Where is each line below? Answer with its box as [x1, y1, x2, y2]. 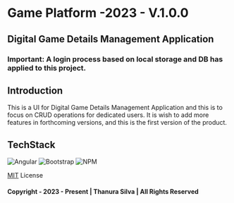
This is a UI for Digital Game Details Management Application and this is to [7, 104, 223, 112]
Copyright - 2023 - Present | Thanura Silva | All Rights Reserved [7, 187, 199, 195]
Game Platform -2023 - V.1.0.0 [7, 5, 189, 21]
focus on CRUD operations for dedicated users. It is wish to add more [7, 111, 209, 119]
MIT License [7, 171, 44, 180]
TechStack [7, 139, 56, 151]
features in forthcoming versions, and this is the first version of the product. [7, 118, 228, 127]
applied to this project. [7, 63, 87, 73]
